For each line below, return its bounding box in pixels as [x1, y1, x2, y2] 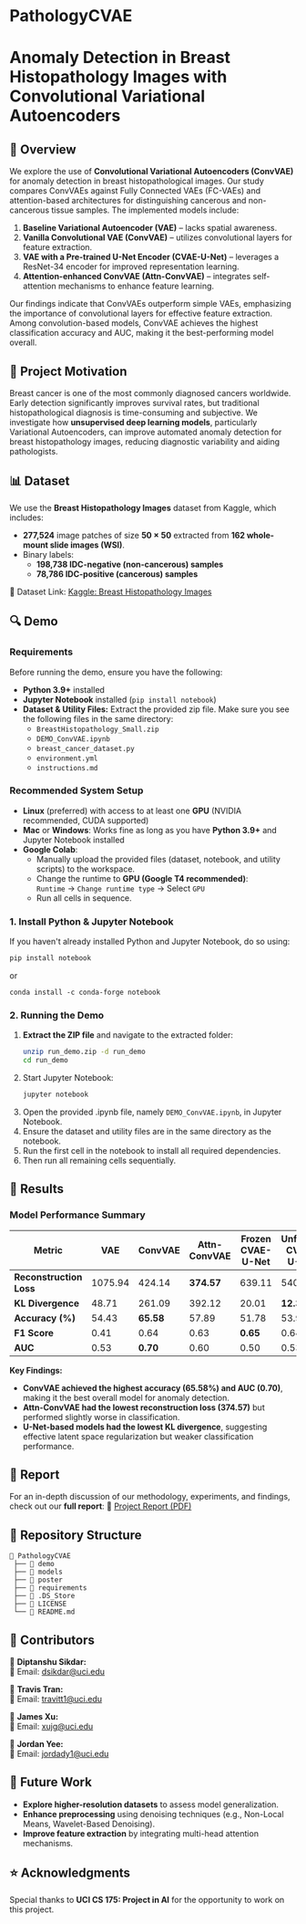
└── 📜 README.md [13, 1607, 76, 1616]
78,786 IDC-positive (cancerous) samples [36, 568, 199, 580]
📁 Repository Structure [9, 1527, 142, 1542]
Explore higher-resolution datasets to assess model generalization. [22, 1799, 280, 1810]
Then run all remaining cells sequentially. [22, 1155, 177, 1166]
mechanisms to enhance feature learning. [57, 280, 215, 292]
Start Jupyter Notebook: [22, 1072, 114, 1083]
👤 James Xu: [9, 1711, 59, 1722]
